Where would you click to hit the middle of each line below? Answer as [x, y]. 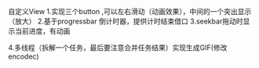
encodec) [24, 56]
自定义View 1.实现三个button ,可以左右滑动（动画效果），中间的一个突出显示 [130, 11]
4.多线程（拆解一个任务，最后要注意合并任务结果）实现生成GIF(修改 [118, 48]
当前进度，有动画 [42, 31]
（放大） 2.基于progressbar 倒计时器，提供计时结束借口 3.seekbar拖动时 [126, 21]
